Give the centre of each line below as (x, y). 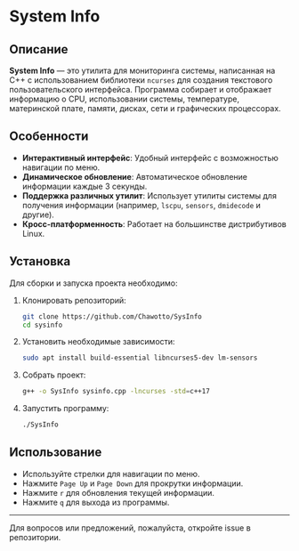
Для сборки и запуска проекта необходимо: (93, 283)
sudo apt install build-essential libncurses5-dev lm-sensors (140, 358)
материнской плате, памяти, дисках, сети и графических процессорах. (145, 108)
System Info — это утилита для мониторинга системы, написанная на (142, 70)
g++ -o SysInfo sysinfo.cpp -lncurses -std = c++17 (116, 392)
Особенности (49, 137)
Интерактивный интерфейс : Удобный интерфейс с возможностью (150, 158)
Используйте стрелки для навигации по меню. (111, 474)
